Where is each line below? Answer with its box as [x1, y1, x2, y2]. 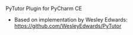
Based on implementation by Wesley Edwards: [14, 16, 128, 23]
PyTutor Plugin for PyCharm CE [5, 5, 83, 12]
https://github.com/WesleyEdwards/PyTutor [14, 23, 122, 29]
